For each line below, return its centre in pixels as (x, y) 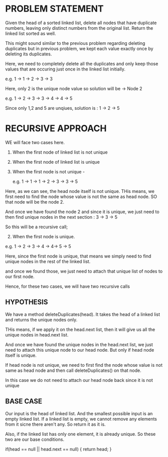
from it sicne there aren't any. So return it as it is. (56, 424)
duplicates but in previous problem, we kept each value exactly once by (79, 48)
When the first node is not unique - (49, 171)
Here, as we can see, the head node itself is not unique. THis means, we (80, 191)
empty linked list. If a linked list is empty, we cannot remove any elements (81, 419)
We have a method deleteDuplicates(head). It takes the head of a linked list (83, 314)
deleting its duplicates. (29, 54)
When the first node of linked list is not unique (60, 152)
